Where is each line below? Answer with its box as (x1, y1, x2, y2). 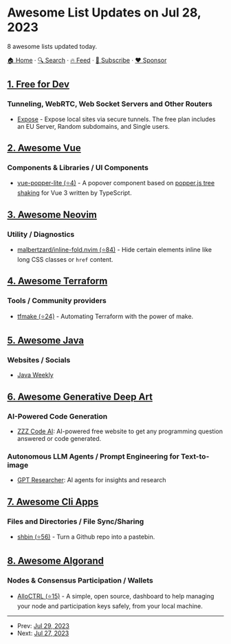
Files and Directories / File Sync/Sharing (7, 517, 144, 526)
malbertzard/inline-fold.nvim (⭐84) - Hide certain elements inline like (16, 246, 212, 253)
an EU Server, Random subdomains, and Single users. (16, 122, 170, 130)
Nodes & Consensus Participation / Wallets (7, 576, 153, 585)
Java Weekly (16, 371, 54, 380)
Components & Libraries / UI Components (7, 163, 149, 172)
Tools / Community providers (7, 296, 107, 306)
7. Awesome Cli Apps (7, 496, 99, 508)
